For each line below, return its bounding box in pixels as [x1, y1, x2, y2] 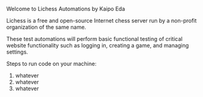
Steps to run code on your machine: [6, 60, 97, 67]
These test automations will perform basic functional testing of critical [6, 35, 183, 42]
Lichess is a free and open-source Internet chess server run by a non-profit [6, 17, 197, 24]
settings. [6, 48, 29, 56]
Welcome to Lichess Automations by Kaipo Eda [6, 5, 125, 12]
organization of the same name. [6, 24, 87, 31]
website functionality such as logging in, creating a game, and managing [6, 42, 190, 49]
